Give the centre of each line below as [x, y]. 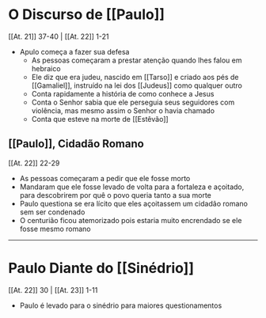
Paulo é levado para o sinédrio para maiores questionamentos [121, 305]
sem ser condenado [52, 212]
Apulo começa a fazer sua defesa [74, 51]
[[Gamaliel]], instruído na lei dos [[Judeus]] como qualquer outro [137, 85]
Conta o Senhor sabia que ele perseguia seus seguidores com [133, 102]
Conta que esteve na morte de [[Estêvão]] [100, 119]
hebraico [46, 68]
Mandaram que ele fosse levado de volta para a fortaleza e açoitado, [132, 187]
